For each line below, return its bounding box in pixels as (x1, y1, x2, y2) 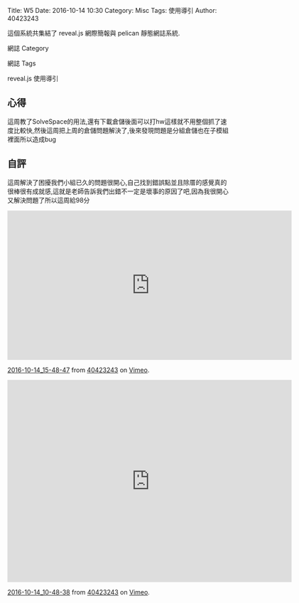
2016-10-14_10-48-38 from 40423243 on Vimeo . (7, 587, 151, 596)
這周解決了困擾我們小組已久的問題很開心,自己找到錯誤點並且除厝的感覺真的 (7, 178, 227, 186)
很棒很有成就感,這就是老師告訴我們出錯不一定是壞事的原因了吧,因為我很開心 (7, 187, 229, 196)
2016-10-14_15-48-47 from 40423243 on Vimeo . (7, 365, 150, 374)
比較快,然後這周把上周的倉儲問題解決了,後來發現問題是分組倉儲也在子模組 (13, 126, 229, 134)
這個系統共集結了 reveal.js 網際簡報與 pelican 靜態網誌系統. (7, 29, 180, 37)
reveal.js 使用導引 (7, 74, 59, 82)
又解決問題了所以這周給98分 (7, 196, 90, 204)
